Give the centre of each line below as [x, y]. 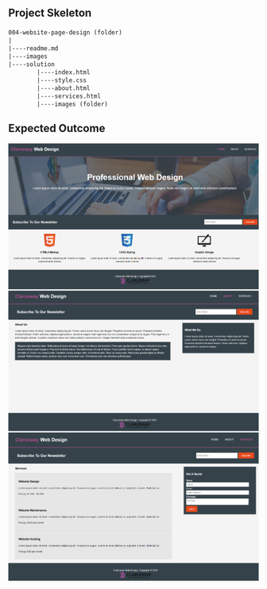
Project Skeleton [50, 13]
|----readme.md [33, 48]
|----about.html [64, 88]
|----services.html [69, 96]
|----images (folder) [73, 104]
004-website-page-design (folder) [66, 32]
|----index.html [64, 72]
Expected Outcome [57, 129]
